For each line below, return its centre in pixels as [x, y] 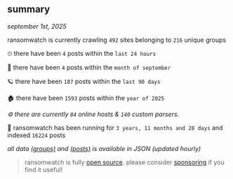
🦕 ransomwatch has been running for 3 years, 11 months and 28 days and [115, 127]
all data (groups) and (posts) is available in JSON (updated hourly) [104, 148]
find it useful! [44, 169]
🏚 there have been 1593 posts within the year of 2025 [86, 98]
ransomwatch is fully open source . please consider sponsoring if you [124, 162]
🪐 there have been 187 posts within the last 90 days [84, 81]
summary [29, 9]
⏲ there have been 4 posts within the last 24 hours [82, 53]
